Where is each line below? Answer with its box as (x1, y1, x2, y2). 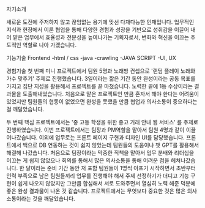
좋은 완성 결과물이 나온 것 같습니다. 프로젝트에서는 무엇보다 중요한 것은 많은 (6, 187, 186, 195)
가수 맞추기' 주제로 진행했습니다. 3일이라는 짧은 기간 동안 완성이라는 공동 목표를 (6, 75, 196, 82)
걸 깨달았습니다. (6, 106, 45, 113)
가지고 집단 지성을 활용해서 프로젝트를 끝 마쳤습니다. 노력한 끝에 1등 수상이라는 (6, 83, 193, 90)
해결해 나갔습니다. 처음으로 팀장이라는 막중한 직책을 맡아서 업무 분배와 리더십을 (6, 149, 195, 156)
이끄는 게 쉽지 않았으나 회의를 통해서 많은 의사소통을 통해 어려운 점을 (6, 157, 170, 164)
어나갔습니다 (6, 134, 37, 141)
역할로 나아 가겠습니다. (22, 42, 77, 48)
